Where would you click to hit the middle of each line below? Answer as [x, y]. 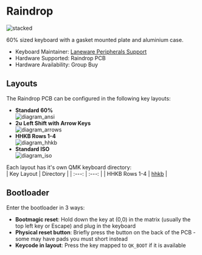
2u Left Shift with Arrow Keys [53, 123]
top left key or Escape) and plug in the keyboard [75, 226]
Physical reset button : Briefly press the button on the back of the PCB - [105, 232]
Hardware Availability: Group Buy [57, 65]
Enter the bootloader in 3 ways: [46, 208]
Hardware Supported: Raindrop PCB [60, 58]
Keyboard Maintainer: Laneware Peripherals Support [81, 51]
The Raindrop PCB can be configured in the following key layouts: [89, 98]
